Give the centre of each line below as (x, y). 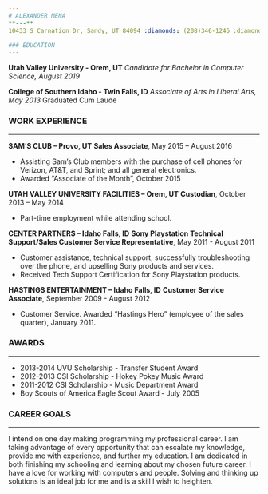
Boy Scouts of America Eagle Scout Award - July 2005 (110, 393)
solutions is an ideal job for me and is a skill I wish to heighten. (110, 481)
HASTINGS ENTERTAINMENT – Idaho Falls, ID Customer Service (116, 289)
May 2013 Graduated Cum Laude (63, 100)
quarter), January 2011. (58, 322)
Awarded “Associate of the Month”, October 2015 (100, 178)
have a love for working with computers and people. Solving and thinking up (133, 473)
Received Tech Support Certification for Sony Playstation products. (130, 274)
